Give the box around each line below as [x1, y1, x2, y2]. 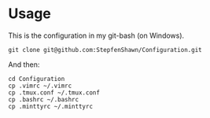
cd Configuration [8, 75, 65, 83]
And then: [8, 60, 40, 69]
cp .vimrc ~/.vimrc [8, 82, 72, 90]
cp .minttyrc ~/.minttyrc [8, 102, 93, 110]
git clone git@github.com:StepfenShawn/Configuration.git [8, 46, 202, 53]
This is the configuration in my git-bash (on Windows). [8, 31, 185, 40]
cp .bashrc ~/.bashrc [8, 95, 79, 103]
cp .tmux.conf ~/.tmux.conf [8, 88, 101, 97]
